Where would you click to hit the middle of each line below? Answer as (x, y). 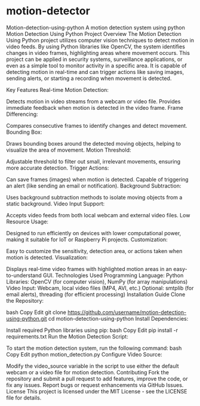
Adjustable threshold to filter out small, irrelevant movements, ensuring (93, 161)
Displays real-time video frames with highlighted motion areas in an (89, 269)
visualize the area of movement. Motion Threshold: (69, 150)
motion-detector (48, 11)
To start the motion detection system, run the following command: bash (94, 348)
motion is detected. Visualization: (47, 257)
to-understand (24, 275)
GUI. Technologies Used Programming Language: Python (113, 275)
